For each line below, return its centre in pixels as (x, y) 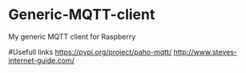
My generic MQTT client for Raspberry (72, 36)
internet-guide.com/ (41, 60)
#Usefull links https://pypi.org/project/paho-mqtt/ (90, 52)
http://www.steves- (206, 52)
